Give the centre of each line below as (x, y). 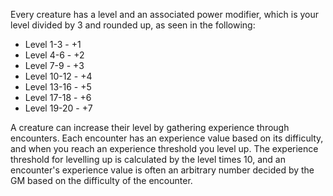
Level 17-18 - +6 (58, 97)
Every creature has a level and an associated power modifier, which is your (165, 14)
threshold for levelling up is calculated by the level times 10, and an (148, 159)
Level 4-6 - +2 (54, 55)
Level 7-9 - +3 (54, 65)
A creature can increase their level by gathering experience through (150, 127)
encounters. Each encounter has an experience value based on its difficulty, (167, 138)
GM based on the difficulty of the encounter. (101, 180)
